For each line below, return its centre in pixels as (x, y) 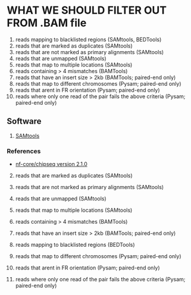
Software (24, 122)
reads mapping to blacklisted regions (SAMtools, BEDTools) (88, 39)
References (24, 151)
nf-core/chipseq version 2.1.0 (51, 164)
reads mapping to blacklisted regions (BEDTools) (75, 245)
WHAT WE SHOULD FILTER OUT (87, 10)
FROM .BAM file (47, 23)
